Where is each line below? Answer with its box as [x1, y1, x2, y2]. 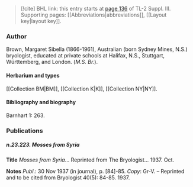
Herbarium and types [6, 72, 60, 79]
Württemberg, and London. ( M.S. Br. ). [6, 59, 98, 66]
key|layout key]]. [20, 18, 62, 24]
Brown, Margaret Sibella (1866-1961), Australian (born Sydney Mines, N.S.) [6, 46, 188, 53]
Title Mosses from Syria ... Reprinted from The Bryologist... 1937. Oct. [6, 156, 175, 163]
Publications [6, 127, 43, 135]
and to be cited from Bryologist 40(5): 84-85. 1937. [6, 174, 130, 181]
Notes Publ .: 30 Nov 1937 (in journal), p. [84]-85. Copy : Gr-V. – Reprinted [6, 167, 185, 175]
